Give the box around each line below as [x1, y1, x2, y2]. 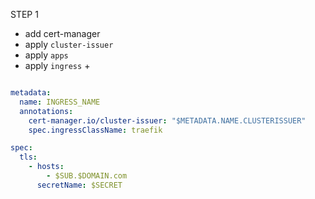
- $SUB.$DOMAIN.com [46, 171, 128, 181]
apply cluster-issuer [24, 39, 114, 50]
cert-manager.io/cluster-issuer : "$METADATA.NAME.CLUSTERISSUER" [28, 115, 307, 126]
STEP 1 [10, 9, 39, 20]
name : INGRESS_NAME [19, 97, 101, 107]
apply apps [24, 49, 69, 61]
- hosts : [28, 162, 65, 172]
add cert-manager [24, 28, 101, 39]
